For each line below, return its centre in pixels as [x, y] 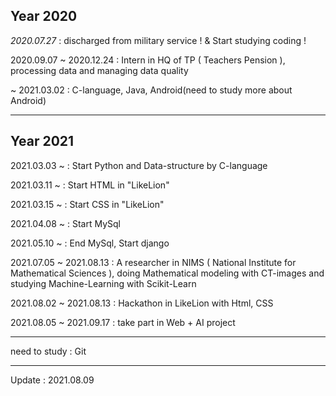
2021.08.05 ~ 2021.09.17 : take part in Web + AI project [123, 322]
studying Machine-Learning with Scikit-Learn [103, 283]
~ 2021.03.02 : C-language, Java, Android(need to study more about [151, 90]
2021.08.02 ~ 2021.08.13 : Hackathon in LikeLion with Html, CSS [142, 303]
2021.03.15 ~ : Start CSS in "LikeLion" [87, 204]
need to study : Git [48, 351]
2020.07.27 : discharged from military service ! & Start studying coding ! [158, 40]
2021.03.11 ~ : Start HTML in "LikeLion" [90, 185]
